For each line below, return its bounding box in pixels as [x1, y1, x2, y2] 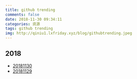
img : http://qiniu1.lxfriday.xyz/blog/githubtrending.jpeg [5, 31, 132, 36]
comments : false [5, 12, 39, 17]
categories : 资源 [5, 21, 40, 27]
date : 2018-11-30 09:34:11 [5, 17, 62, 22]
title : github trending [5, 7, 56, 13]
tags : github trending [5, 26, 53, 31]
